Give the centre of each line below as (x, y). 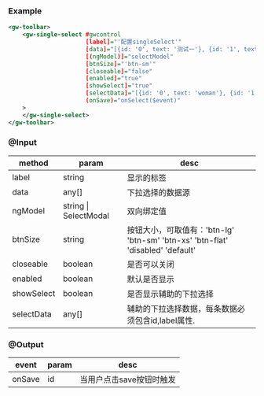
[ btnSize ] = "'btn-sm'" (121, 64)
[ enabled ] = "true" (114, 79)
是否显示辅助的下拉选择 (170, 294)
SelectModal (86, 216)
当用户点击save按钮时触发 (128, 379)
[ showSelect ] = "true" (119, 86)
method (33, 163)
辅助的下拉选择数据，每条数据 (182, 309)
